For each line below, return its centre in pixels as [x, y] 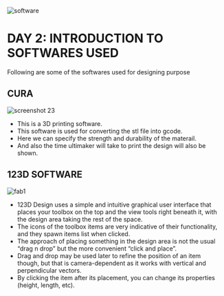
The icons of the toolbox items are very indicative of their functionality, [117, 226]
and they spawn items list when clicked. [74, 233]
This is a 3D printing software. [60, 123]
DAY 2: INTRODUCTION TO [85, 39]
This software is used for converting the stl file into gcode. [100, 131]
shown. [27, 153]
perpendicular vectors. [49, 270]
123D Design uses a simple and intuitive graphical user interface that [114, 204]
